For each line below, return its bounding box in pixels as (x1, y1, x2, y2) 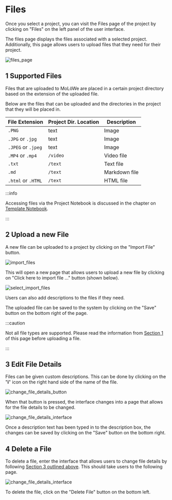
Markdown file (104, 168, 139, 175)
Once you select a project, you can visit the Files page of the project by (5, 21, 157, 27)
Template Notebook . (5, 205, 49, 211)
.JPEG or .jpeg (8, 144, 43, 151)
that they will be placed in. (5, 106, 61, 112)
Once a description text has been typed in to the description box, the (5, 424, 151, 430)
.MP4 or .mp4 (8, 152, 37, 159)
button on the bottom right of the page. (5, 310, 88, 316)
